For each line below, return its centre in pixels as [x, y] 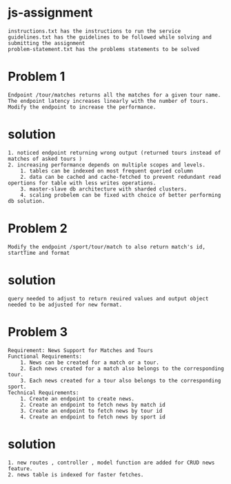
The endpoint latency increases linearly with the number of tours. [108, 101]
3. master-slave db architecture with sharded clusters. [104, 189]
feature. [20, 468]
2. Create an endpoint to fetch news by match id [93, 405]
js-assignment [50, 13]
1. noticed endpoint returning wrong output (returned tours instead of [114, 153]
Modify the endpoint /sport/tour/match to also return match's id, [107, 246]
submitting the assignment [47, 43]
